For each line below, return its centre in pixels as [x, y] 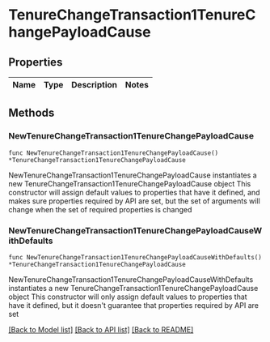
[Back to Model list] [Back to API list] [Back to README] [101, 329]
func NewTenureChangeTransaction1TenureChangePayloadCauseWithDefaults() [135, 257]
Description [94, 85]
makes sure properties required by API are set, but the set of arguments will [134, 201]
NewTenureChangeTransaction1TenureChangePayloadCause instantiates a [133, 175]
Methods [32, 113]
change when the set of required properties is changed [100, 209]
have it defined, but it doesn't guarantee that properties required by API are [133, 305]
